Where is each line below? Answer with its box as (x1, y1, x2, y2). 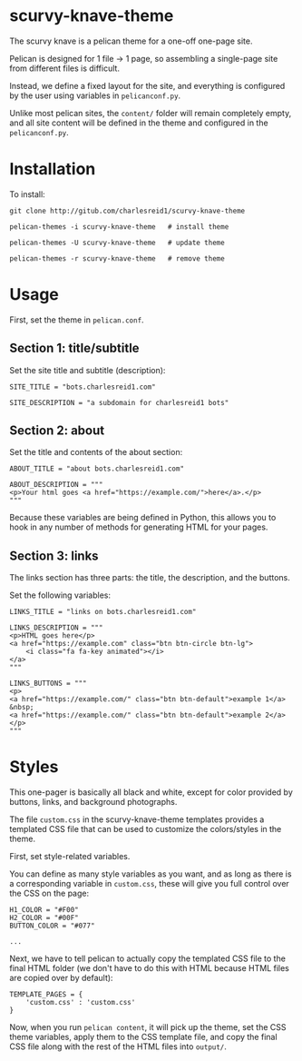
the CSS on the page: (9, 887, 89, 899)
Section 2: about (9, 423, 105, 439)
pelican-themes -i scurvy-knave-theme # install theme (9, 222, 229, 232)
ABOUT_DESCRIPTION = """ (9, 481, 103, 490)
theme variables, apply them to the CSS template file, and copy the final (9, 1032, 278, 1043)
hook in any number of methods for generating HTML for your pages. (9, 521, 268, 532)
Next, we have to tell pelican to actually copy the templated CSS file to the (9, 953, 286, 964)
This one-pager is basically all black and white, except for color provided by (9, 787, 293, 798)
